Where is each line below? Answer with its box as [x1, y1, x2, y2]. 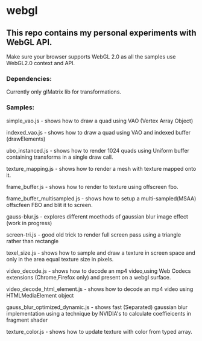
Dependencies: [6, 74, 52, 83]
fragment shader [6, 316, 48, 323]
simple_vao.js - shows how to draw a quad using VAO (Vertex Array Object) [6, 117, 194, 124]
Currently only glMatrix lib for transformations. [6, 88, 122, 95]
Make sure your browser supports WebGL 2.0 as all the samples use [6, 53, 176, 60]
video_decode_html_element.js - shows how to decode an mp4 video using [6, 285, 194, 293]
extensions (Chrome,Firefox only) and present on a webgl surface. [6, 273, 171, 281]
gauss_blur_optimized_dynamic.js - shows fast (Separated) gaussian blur [6, 303, 188, 311]
